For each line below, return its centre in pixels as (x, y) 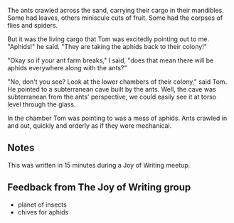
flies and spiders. (33, 25)
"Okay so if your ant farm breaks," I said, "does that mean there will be (111, 60)
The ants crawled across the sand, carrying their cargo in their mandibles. (116, 10)
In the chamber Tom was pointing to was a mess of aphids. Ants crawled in (117, 118)
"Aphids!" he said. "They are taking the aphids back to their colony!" (107, 47)
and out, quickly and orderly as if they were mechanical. (90, 126)
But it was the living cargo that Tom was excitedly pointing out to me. (108, 39)
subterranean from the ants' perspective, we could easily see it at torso (112, 97)
